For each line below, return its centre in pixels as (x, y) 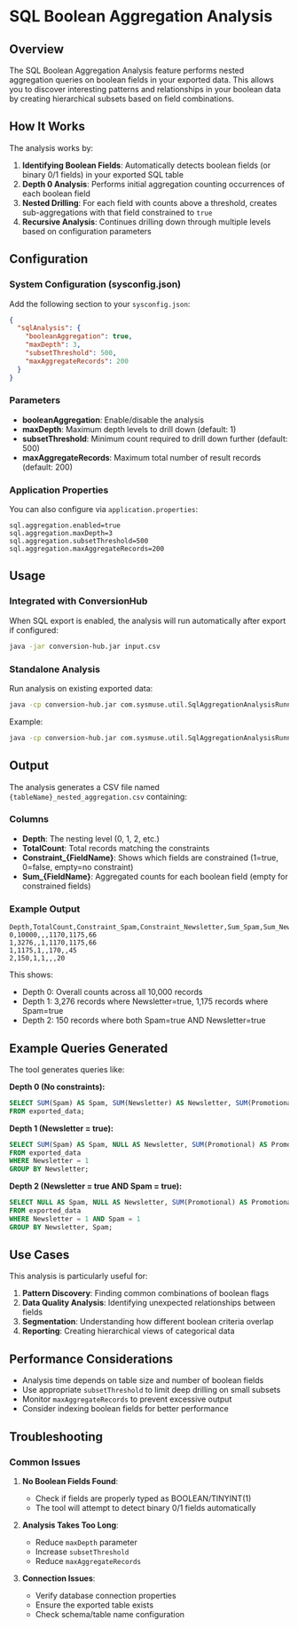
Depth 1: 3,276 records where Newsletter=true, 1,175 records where (145, 1001)
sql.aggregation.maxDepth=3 (61, 533)
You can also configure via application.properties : (104, 510)
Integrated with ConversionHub (78, 601)
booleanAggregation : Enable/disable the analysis (113, 420)
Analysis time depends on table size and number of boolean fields (143, 1380)
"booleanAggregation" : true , (79, 336)
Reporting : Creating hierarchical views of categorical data (128, 1331)
